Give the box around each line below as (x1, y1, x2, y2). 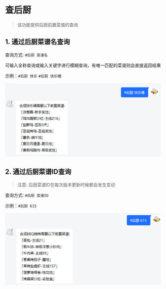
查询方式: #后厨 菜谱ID (5, 192, 49, 198)
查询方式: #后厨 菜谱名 (5, 51, 48, 57)
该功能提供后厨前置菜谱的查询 (17, 22, 78, 28)
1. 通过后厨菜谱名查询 (5, 38, 70, 46)
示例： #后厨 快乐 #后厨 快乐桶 (5, 73, 62, 79)
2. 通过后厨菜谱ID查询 (5, 168, 72, 176)
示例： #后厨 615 (5, 202, 37, 208)
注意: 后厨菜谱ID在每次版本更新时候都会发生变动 (17, 182, 115, 188)
